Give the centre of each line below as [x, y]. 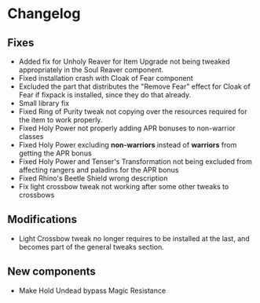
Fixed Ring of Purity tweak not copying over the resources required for [133, 111]
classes [31, 137]
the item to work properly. [60, 120]
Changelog [44, 14]
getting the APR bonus [55, 153]
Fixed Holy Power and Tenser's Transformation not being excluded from [135, 161]
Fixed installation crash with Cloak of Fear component [106, 78]
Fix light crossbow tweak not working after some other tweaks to [124, 186]
